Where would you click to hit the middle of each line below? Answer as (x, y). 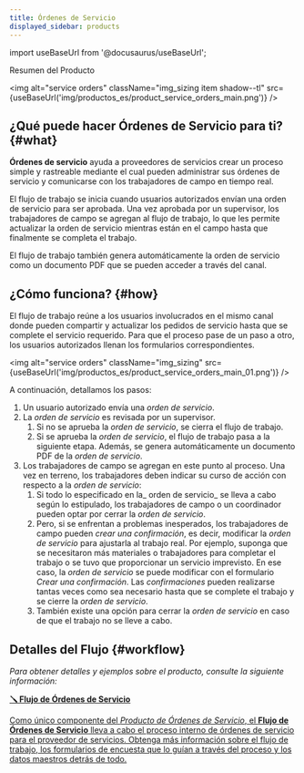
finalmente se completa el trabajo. (73, 238)
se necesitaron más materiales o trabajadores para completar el (156, 553)
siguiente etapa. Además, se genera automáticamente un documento (166, 447)
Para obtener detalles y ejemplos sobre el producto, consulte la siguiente (147, 671)
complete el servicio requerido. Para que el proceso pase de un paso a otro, (152, 335)
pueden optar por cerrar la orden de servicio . (121, 514)
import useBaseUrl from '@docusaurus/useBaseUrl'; (108, 52)
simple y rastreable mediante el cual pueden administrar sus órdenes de (145, 172)
